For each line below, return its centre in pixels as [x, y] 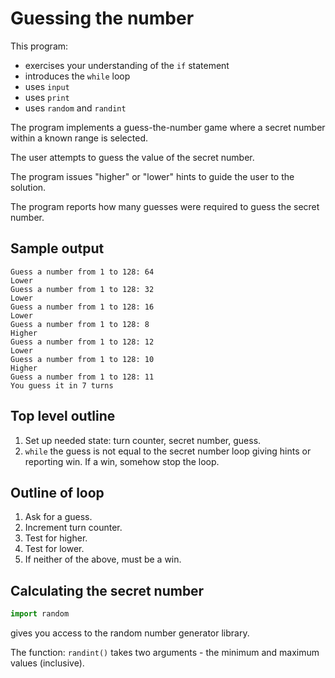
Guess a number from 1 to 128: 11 [82, 377]
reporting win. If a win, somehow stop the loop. [122, 461]
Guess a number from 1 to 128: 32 [82, 289]
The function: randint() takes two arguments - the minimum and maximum [165, 653]
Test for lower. [54, 549]
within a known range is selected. [79, 138]
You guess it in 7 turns [62, 385]
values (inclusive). [47, 663]
